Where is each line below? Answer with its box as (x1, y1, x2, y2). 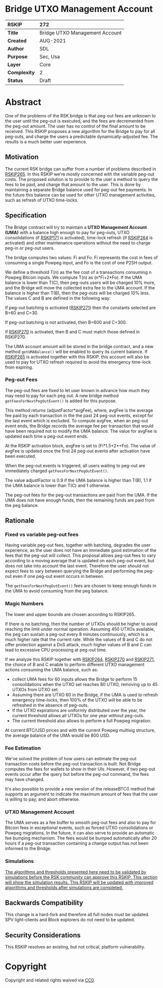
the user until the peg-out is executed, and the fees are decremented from (5, 118, 154, 124)
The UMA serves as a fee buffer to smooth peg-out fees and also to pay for (5, 820, 157, 826)
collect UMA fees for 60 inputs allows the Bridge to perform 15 (12, 676, 138, 682)
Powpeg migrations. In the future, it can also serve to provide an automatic (5, 830, 155, 836)
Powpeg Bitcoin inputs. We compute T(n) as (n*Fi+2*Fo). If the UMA (5, 274, 143, 280)
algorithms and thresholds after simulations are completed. (5, 884, 123, 890)
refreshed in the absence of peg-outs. (12, 702, 89, 708)
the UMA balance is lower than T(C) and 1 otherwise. (5, 483, 111, 488)
